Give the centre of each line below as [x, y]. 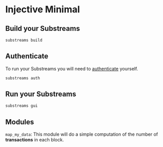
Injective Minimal [43, 10]
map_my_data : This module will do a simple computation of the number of [82, 134]
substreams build [24, 40]
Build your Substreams [43, 29]
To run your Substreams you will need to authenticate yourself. [72, 68]
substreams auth [23, 78]
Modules [20, 122]
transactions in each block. [35, 140]
